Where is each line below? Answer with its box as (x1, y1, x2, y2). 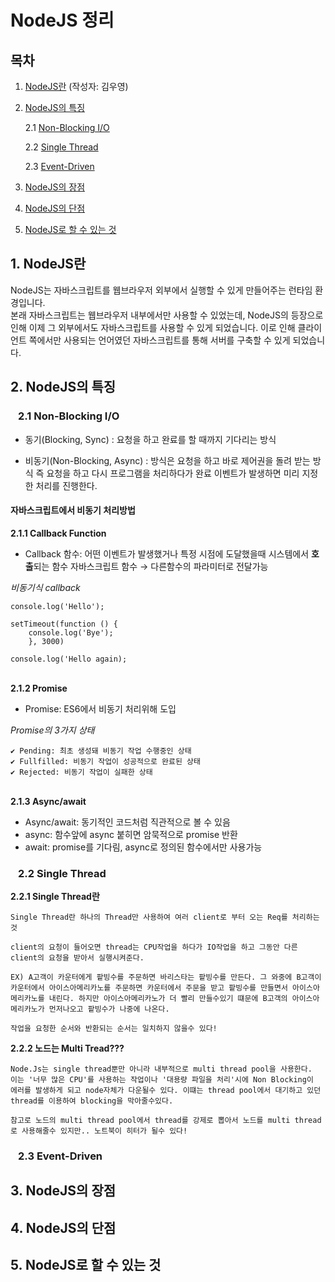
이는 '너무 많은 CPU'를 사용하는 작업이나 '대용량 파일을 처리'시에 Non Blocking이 (10, 1075, 314, 1085)
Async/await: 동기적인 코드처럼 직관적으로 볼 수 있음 (24, 816, 231, 828)
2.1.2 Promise (10, 682, 68, 694)
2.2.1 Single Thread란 (10, 891, 100, 902)
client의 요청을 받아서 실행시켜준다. (10, 953, 145, 963)
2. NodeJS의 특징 (10, 379, 117, 396)
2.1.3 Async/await (10, 795, 87, 807)
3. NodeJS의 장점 (10, 1182, 117, 1200)
